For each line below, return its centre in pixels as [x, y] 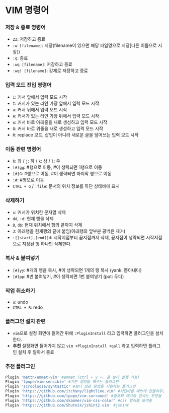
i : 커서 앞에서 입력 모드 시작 [40, 97]
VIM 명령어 [27, 10]
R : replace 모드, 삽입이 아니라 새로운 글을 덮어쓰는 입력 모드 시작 [75, 134]
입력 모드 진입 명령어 [28, 85]
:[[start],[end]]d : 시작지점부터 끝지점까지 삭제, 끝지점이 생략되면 [78, 238]
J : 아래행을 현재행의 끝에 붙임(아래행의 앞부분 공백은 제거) [69, 231]
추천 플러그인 [20, 367]
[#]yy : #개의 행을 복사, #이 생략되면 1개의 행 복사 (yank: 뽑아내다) [77, 270]
